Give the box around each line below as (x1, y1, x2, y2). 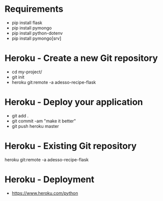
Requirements (4, 3, 64, 15)
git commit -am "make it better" (11, 118, 76, 124)
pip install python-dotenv (11, 30, 63, 36)
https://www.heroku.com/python (11, 190, 78, 196)
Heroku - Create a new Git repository (4, 53, 158, 64)
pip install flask (11, 20, 43, 26)
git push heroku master (11, 123, 59, 129)
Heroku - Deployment (4, 173, 95, 185)
